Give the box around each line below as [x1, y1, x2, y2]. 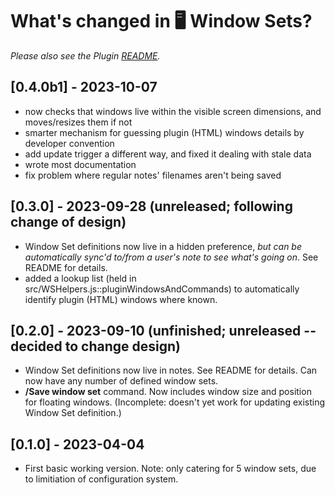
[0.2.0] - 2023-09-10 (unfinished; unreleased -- [10, 322, 317, 339]
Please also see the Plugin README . [10, 49, 161, 62]
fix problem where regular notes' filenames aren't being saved [24, 169, 282, 181]
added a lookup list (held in [24, 272, 137, 284]
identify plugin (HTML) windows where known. [24, 293, 218, 305]
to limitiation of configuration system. [24, 473, 179, 485]
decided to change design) [10, 338, 181, 355]
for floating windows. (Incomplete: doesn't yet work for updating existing [24, 396, 326, 408]
